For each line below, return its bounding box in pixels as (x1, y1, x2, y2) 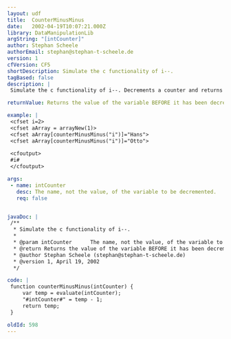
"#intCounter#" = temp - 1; (22, 296, 103, 303)
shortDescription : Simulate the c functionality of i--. (7, 68, 174, 74)
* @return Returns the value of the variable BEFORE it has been (13, 245, 205, 252)
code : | (7, 277, 30, 284)
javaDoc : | (7, 213, 38, 220)
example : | (7, 112, 38, 119)
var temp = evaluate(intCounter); (22, 290, 122, 297)
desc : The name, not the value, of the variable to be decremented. (16, 188, 217, 195)
